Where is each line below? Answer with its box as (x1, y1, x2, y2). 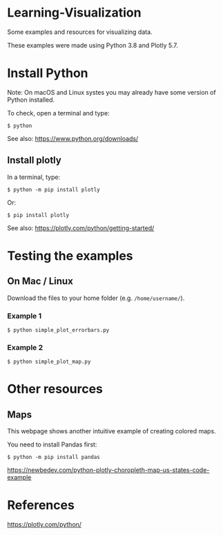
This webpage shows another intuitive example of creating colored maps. (7, 427, 216, 435)
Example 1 (7, 311, 42, 321)
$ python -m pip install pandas (7, 454, 100, 461)
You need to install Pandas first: (7, 440, 97, 449)
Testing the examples (7, 247, 133, 263)
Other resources (7, 382, 104, 397)
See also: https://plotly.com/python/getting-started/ (7, 223, 155, 232)
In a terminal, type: (7, 173, 61, 181)
